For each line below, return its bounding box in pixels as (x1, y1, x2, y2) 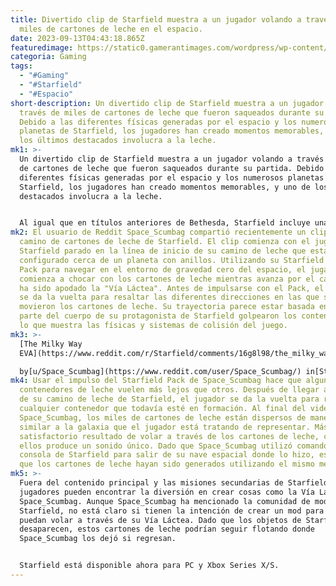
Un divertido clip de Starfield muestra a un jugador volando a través (19, 154, 325, 164)
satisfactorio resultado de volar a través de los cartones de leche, (19, 431, 320, 441)
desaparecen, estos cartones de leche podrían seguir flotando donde (19, 524, 315, 535)
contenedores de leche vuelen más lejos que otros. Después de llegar (19, 385, 320, 395)
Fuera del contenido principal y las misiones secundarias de (19, 478, 284, 488)
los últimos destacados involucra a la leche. (19, 136, 217, 146)
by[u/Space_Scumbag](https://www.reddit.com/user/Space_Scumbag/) (19, 366, 302, 376)
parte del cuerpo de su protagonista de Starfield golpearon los (19, 311, 298, 321)
